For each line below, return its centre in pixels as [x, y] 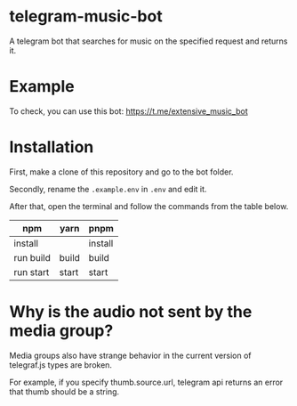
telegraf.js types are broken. [61, 365]
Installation [52, 147]
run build [32, 257]
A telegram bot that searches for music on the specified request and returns [148, 41]
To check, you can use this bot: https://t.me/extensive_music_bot [129, 111]
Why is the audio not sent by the [131, 312]
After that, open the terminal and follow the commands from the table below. [149, 206]
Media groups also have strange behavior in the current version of [130, 355]
